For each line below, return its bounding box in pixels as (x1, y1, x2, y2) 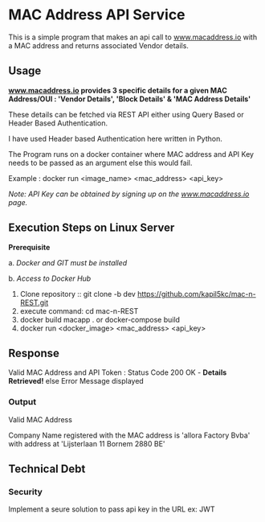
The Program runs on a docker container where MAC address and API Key (8, 149, 255, 158)
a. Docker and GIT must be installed (8, 257, 128, 267)
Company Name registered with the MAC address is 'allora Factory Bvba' (8, 430, 251, 440)
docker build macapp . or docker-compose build (19, 314, 181, 324)
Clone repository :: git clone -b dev (19, 289, 137, 298)
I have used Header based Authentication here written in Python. (8, 134, 222, 143)
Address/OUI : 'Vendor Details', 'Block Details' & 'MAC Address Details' (8, 94, 251, 104)
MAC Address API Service (8, 6, 186, 24)
